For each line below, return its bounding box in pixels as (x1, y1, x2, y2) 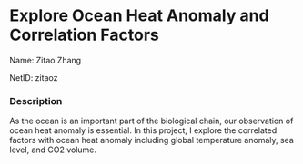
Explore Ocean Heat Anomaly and (9, 5, 270, 26)
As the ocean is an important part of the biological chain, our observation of (9, 115, 294, 127)
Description (9, 94, 63, 107)
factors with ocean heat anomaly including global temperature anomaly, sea (9, 135, 294, 146)
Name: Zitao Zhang (9, 54, 82, 65)
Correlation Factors (9, 24, 159, 45)
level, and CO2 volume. (9, 144, 97, 155)
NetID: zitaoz (9, 72, 58, 82)
